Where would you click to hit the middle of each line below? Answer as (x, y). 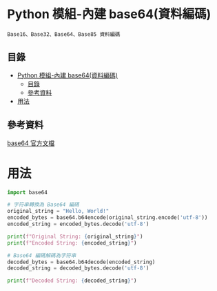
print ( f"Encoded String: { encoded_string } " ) (72, 243)
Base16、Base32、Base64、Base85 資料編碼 (64, 34)
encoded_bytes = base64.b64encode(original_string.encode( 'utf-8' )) (107, 218)
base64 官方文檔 (31, 143)
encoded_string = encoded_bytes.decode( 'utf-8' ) (78, 224)
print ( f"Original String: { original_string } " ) (75, 236)
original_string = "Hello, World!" (58, 212)
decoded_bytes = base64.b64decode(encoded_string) (81, 262)
